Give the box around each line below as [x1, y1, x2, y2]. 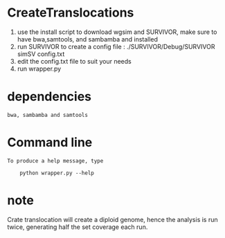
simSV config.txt [17, 50, 65, 58]
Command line [7, 135, 93, 150]
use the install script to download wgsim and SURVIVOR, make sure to [17, 28, 217, 36]
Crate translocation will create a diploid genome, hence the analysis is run [7, 215, 218, 223]
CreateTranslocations [7, 5, 134, 21]
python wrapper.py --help [19, 170, 95, 176]
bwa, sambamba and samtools [7, 111, 89, 118]
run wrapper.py [17, 64, 62, 73]
